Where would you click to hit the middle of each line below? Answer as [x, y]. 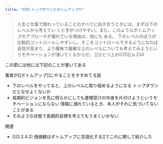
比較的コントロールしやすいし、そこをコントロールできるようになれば [88, 42]
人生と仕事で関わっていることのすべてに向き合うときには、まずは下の [87, 24]
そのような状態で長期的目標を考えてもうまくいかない [65, 116]
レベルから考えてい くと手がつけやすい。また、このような [75, 30]
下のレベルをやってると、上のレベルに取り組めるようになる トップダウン [85, 85]
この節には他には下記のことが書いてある [46, 65]
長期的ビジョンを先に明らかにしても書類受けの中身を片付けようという [82, 97]
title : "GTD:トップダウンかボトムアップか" [45, 9]
